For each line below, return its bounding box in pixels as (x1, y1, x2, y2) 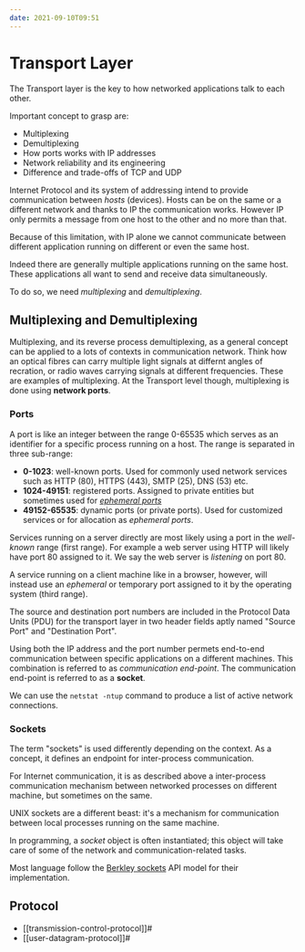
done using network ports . (9, 385, 111, 396)
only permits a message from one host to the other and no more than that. (9, 214, 287, 225)
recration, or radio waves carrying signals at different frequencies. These (9, 366, 284, 377)
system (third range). (9, 588, 88, 599)
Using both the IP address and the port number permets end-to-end (9, 643, 265, 654)
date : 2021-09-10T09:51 (9, 13, 100, 23)
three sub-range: (9, 448, 74, 459)
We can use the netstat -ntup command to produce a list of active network (9, 690, 293, 701)
